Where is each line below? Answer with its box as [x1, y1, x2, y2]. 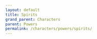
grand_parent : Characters [5, 17, 60, 22]
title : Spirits [5, 12, 38, 17]
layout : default [5, 7, 40, 13]
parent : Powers [5, 21, 38, 27]
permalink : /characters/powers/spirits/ [5, 26, 93, 31]
